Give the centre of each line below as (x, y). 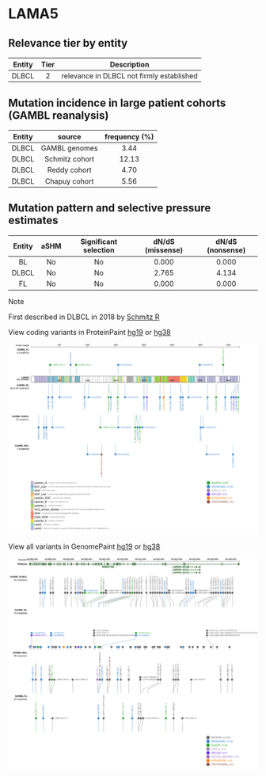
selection (99, 250)
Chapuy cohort (69, 181)
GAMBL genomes (69, 148)
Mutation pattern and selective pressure (110, 208)
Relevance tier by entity (68, 43)
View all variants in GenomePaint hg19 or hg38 (84, 546)
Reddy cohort (70, 170)
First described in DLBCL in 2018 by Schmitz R (84, 317)
